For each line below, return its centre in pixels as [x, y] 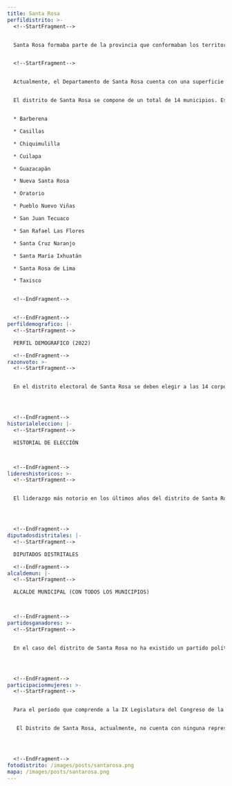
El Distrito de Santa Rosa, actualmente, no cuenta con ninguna [111, 729]
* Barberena [31, 119]
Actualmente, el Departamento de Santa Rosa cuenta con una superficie [119, 82]
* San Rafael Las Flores [49, 231]
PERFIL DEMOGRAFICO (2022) [52, 343]
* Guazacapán [32, 169]
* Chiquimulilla [37, 144]
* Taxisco [27, 281]
